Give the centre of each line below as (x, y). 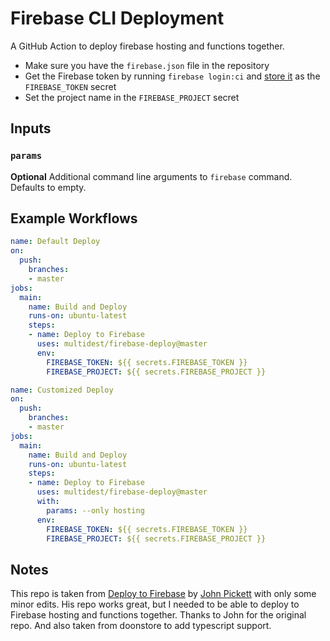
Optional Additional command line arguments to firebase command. (151, 176)
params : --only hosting (95, 510)
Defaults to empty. (48, 187)
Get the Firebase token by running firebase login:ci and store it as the (172, 76)
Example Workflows (74, 218)
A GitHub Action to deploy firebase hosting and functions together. (147, 46)
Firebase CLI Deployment (117, 18)
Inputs (31, 128)
